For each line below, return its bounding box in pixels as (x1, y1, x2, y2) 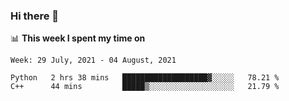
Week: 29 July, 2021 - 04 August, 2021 (10, 55, 177, 66)
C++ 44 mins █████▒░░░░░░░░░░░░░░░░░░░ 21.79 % (10, 82, 280, 92)
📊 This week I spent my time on (10, 32, 146, 44)
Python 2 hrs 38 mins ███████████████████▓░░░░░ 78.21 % (10, 73, 280, 83)
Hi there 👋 (10, 9, 60, 23)
